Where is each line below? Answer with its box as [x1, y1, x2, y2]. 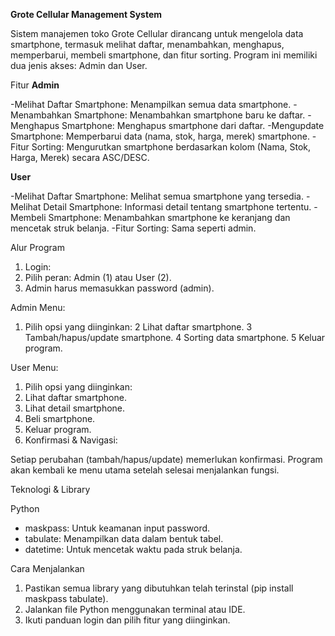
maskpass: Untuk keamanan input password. [24, 522, 211, 534]
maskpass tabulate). [24, 593, 109, 604]
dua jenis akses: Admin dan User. [10, 60, 148, 71]
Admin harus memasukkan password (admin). [24, 282, 215, 294]
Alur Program [10, 242, 65, 253]
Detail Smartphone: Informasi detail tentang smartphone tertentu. [43, 201, 312, 213]
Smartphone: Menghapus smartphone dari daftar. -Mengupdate [61, 120, 325, 131]
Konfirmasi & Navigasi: [24, 434, 118, 446]
